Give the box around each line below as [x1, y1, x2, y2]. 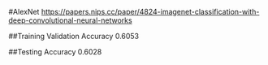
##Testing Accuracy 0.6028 [8, 47, 102, 56]
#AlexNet [8, 7, 40, 16]
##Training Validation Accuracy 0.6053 [8, 32, 140, 41]
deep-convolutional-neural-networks [8, 15, 132, 25]
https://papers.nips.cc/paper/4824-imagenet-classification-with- [41, 7, 260, 16]
